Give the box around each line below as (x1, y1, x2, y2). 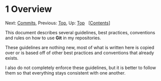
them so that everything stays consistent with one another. (5, 70, 126, 76)
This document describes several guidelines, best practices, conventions (5, 29, 156, 35)
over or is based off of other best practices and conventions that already (5, 50, 155, 56)
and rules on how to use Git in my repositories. (5, 35, 101, 41)
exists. (5, 55, 19, 61)
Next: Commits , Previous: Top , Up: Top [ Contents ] (5, 20, 111, 26)
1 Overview (5, 3, 52, 15)
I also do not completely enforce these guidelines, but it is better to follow (5, 65, 156, 71)
